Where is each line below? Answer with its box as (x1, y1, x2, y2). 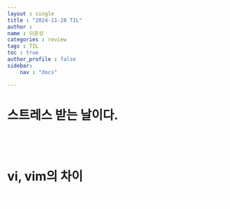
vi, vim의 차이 (7, 168, 84, 184)
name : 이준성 (7, 29, 44, 37)
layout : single (7, 10, 54, 17)
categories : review (7, 36, 68, 43)
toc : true (7, 50, 39, 57)
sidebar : (7, 62, 33, 69)
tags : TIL (7, 43, 39, 50)
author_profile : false (7, 56, 77, 63)
